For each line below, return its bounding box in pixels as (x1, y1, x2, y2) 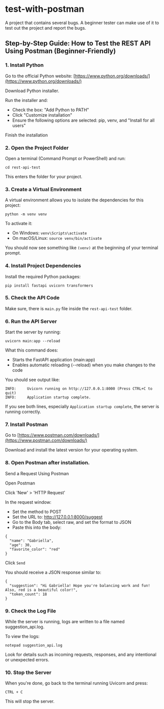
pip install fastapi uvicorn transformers (5, 283, 93, 288)
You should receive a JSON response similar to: (5, 569, 102, 575)
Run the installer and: (5, 97, 48, 103)
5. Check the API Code (5, 294, 60, 301)
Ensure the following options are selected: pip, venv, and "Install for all (12, 117, 155, 123)
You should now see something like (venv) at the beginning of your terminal (5, 245, 159, 251)
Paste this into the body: (12, 524, 62, 530)
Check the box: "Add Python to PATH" (12, 107, 89, 113)
